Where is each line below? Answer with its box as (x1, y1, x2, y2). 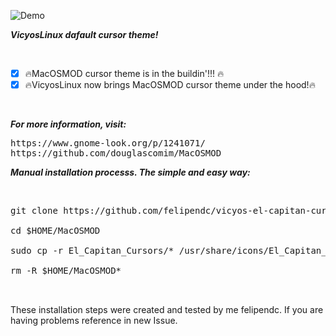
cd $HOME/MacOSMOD (10, 225, 101, 237)
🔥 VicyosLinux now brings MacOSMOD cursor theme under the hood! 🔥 (24, 79, 316, 91)
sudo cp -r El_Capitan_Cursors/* (10, 245, 175, 257)
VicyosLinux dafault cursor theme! (10, 29, 159, 40)
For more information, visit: (10, 118, 127, 130)
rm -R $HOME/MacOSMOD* (10, 265, 122, 277)
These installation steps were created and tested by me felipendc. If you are (10, 303, 324, 315)
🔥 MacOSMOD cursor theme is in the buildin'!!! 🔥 (24, 68, 225, 79)
